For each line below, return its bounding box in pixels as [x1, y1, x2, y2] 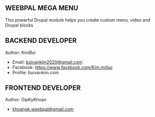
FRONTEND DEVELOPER [5, 84, 81, 92]
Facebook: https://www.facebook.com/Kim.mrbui [12, 64, 113, 70]
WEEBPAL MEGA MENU [5, 4, 79, 12]
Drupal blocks [5, 22, 33, 28]
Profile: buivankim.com [12, 69, 59, 75]
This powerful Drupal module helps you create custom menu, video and [5, 17, 151, 23]
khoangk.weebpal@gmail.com [12, 106, 74, 112]
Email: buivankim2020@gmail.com [12, 59, 83, 65]
